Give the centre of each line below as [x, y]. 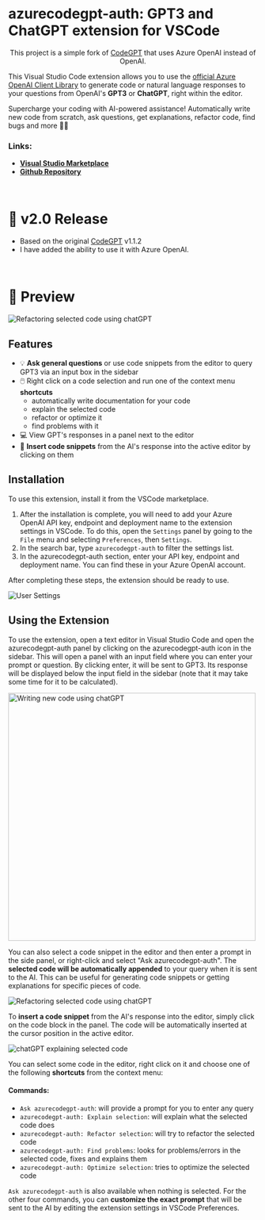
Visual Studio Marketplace [64, 163]
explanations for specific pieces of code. [75, 985]
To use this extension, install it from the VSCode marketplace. [109, 499]
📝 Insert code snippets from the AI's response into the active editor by [135, 446]
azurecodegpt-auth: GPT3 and [111, 14]
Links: [20, 146]
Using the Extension [59, 621]
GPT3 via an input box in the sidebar [79, 372]
